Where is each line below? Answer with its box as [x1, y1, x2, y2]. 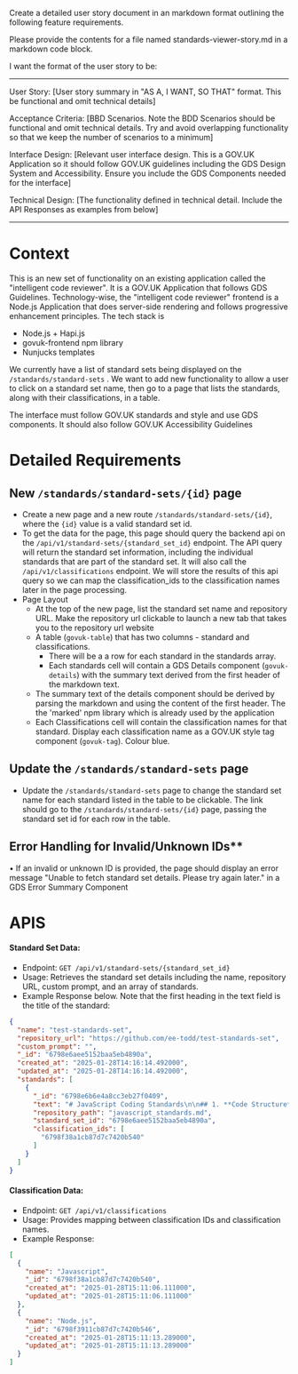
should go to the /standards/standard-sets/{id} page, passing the [21, 803, 268, 814]
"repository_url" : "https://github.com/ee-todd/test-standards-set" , [17, 1034, 279, 1042]
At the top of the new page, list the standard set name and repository [35, 603, 288, 614]
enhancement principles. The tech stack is [9, 310, 165, 321]
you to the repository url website [35, 622, 155, 633]
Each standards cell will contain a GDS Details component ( [48, 659, 265, 670]
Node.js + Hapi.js [21, 328, 86, 339]
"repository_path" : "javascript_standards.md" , [32, 1108, 213, 1117]
